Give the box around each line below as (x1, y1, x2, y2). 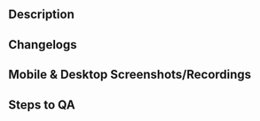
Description (8, 7, 75, 22)
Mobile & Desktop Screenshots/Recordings (8, 67, 252, 82)
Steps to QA (8, 97, 76, 112)
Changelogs (8, 37, 77, 52)
